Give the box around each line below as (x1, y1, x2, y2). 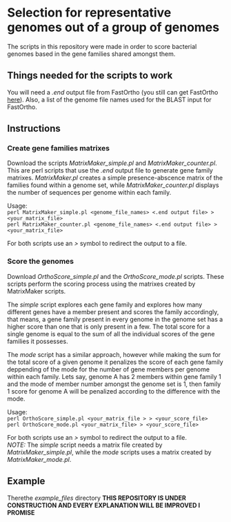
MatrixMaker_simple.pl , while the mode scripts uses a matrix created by (7, 447, 212, 456)
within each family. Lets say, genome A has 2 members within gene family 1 (7, 372, 222, 380)
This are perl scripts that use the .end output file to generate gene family (7, 166, 214, 175)
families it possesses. (7, 337, 68, 345)
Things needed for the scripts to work (7, 70, 173, 81)
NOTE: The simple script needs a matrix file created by (7, 441, 163, 449)
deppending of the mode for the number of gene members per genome (7, 365, 210, 374)
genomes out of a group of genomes (7, 19, 219, 35)
